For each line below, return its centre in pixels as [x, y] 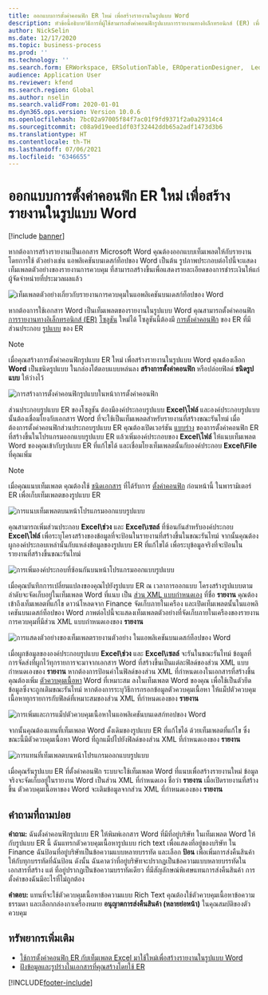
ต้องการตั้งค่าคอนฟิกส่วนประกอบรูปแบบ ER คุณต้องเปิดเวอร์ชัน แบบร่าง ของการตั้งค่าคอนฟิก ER [134, 428]
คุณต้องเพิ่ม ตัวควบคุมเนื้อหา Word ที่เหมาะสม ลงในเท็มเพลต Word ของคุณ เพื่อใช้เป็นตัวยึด [130, 681]
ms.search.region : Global [51, 90]
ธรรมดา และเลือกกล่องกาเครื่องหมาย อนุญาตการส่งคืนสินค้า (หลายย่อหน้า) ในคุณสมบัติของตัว [130, 904]
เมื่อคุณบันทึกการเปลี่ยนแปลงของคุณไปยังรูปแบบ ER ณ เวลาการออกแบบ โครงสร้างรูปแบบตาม [130, 586]
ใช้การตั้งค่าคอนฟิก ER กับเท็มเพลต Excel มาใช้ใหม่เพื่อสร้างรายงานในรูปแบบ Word [131, 957]
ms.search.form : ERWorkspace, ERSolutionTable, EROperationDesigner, [126, 68]
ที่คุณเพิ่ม [20, 455]
